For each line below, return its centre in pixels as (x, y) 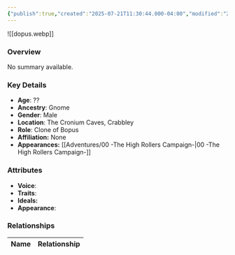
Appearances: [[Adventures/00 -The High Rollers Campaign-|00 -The (119, 145)
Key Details (27, 85)
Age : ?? (28, 100)
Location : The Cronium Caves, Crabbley (76, 122)
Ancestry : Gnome (43, 108)
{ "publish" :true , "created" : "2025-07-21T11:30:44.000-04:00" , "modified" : (115, 14)
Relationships (31, 226)
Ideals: (28, 201)
